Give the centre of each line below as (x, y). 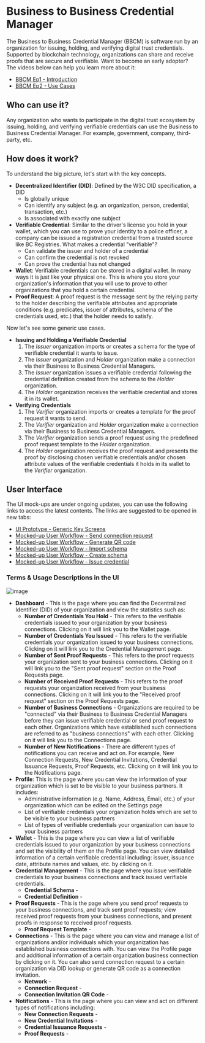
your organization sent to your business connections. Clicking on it (108, 662)
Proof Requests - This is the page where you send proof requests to (102, 903)
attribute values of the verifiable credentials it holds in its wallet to (107, 463)
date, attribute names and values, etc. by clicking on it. (84, 864)
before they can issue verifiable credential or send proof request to (109, 720)
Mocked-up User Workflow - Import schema (71, 549)
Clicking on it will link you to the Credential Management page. (103, 648)
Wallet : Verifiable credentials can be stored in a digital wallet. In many (103, 270)
